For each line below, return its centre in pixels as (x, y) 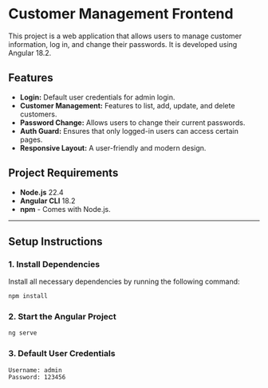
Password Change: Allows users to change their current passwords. (132, 122)
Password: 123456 (37, 378)
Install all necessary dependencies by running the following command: (124, 282)
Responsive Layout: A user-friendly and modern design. (113, 147)
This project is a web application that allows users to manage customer (125, 36)
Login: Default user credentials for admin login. (97, 97)
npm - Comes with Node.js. (65, 209)
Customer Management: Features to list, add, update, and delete (127, 105)
